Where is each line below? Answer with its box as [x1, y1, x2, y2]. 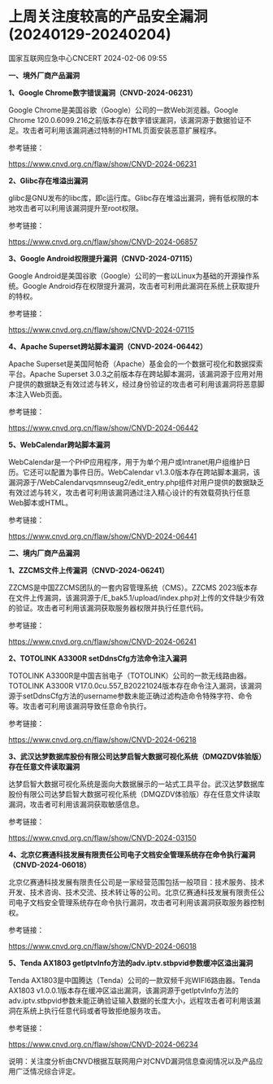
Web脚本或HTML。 [8, 497, 73, 507]
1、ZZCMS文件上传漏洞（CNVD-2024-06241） [8, 565, 169, 575]
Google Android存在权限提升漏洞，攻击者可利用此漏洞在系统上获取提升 [22, 281, 261, 291]
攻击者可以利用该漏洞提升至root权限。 [15, 203, 144, 212]
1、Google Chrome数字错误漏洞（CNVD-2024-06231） [8, 87, 197, 98]
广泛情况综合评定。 [15, 1066, 80, 1076]
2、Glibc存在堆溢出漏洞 [8, 176, 88, 186]
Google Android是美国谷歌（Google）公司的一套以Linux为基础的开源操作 [8, 270, 253, 281]
